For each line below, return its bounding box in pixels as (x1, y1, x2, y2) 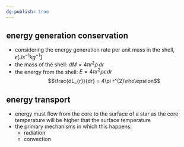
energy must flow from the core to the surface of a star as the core (14, 110, 179, 117)
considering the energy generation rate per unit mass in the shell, (14, 46, 175, 53)
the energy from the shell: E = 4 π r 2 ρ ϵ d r (14, 67, 113, 75)
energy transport (6, 94, 71, 104)
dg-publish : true (6, 8, 49, 15)
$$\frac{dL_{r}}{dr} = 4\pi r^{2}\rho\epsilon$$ (47, 78, 161, 85)
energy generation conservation (6, 31, 129, 41)
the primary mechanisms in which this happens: (14, 123, 132, 130)
